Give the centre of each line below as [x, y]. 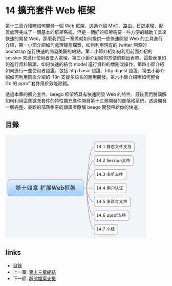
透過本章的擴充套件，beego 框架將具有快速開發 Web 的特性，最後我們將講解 [86, 94]
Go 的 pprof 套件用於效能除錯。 [38, 83]
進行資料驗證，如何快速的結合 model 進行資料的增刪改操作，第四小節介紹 [87, 64]
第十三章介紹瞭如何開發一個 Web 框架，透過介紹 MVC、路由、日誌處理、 [82, 26]
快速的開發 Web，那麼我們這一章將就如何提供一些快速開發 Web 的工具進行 [84, 38]
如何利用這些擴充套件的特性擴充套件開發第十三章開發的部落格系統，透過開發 [86, 100]
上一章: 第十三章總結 [34, 272]
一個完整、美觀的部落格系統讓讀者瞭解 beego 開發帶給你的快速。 [74, 107]
